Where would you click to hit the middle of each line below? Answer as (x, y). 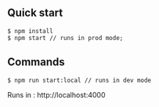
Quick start (35, 13)
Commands (36, 62)
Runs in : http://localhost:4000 (56, 94)
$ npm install (31, 31)
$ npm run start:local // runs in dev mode (79, 80)
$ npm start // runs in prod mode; (65, 38)
